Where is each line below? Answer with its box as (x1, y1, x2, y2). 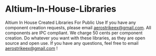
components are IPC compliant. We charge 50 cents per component (5, 30, 143, 36)
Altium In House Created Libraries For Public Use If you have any (5, 19, 136, 25)
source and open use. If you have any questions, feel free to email (5, 40, 139, 46)
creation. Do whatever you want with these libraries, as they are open (5, 35, 146, 41)
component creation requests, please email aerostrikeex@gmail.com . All (5, 24, 152, 30)
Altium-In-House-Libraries (5, 3, 117, 15)
